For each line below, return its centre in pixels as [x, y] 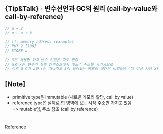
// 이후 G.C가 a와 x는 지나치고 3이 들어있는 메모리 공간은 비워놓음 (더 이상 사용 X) [82, 69]
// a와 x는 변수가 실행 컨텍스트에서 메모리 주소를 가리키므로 [59, 65]
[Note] [15, 84]
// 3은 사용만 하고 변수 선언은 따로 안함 [41, 60]
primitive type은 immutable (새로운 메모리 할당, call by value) [73, 97]
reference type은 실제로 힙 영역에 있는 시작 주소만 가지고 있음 [72, 103]
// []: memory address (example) [40, 42]
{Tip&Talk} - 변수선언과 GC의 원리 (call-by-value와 [81, 9]
